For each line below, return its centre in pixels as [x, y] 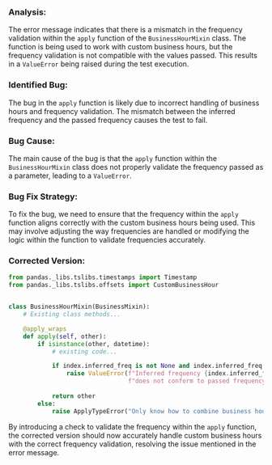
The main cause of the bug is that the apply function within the [113, 158]
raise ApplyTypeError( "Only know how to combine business [151, 411]
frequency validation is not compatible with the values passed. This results [133, 56]
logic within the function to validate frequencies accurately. [107, 240]
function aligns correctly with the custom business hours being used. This [132, 223]
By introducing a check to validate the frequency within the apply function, [133, 426]
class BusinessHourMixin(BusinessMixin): [79, 307]
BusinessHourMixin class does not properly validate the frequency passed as [136, 167]
